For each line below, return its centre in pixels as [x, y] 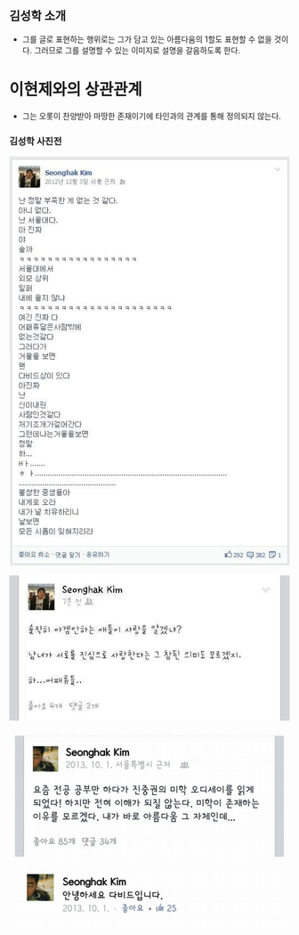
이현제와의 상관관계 [76, 89]
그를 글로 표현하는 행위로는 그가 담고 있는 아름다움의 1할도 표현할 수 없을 [147, 39]
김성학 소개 [38, 16]
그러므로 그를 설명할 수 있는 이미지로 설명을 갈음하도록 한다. [137, 50]
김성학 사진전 [36, 141]
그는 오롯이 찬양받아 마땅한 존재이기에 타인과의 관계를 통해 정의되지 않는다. [152, 116]
